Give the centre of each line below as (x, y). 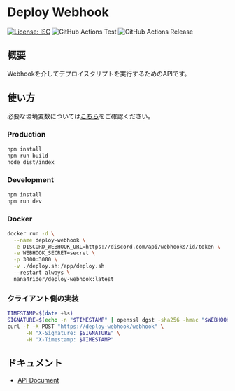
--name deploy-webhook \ (50, 240)
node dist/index (31, 162)
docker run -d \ (31, 233)
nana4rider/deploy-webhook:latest (64, 279)
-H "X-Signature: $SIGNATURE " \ (73, 333)
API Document (38, 380)
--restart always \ (42, 273)
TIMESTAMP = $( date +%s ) (40, 314)
